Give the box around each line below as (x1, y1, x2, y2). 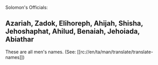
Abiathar (5, 35, 34, 44)
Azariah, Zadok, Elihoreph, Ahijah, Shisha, (5, 19, 143, 28)
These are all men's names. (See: (5, 49, 76, 55)
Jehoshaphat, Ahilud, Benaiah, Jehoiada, (5, 27, 140, 36)
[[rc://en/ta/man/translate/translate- (77, 49, 153, 55)
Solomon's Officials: (5, 5, 48, 10)
